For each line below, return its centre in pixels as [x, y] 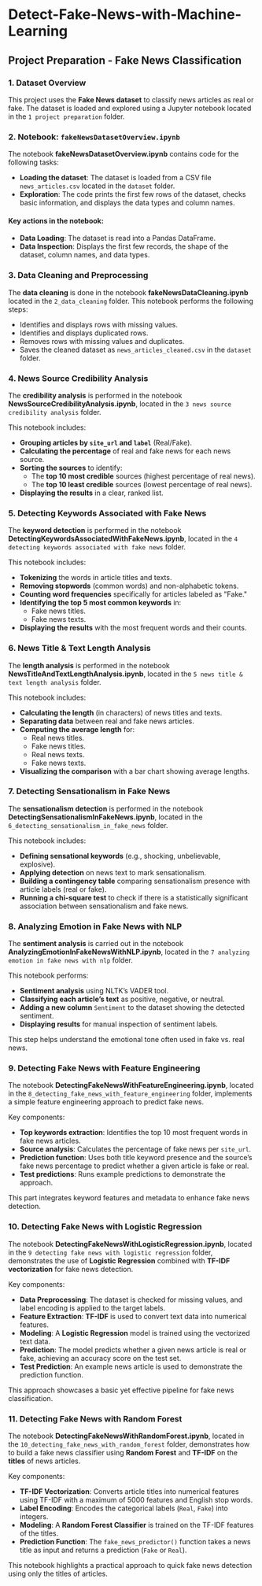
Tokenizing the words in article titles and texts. [96, 578]
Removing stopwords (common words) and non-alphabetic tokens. [129, 586]
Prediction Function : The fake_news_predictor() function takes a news [135, 1542]
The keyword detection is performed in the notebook [95, 531]
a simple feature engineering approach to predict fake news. [106, 1102]
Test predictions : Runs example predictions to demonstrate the [122, 1174]
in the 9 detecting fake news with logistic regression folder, [111, 1252]
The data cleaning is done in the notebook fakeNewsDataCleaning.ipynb [129, 292]
